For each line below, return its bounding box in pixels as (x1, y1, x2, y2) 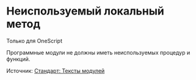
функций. (6, 55, 31, 62)
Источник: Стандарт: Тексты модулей (6, 67, 105, 74)
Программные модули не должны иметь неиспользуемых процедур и (6, 48, 191, 56)
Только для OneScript (6, 37, 63, 44)
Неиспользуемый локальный (6, 4, 165, 18)
